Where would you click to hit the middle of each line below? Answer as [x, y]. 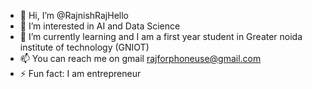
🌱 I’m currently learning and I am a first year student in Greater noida [161, 36]
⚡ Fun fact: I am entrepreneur [80, 73]
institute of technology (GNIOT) [84, 47]
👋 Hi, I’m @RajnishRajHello [74, 15]
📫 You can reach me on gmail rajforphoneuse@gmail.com [140, 58]
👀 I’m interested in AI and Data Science [100, 26]
